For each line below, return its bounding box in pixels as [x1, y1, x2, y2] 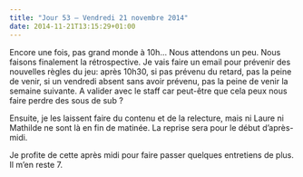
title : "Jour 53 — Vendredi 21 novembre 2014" [9, 13, 189, 23]
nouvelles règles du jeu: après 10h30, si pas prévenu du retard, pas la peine [9, 65, 292, 77]
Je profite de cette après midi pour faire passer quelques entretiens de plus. [9, 149, 295, 160]
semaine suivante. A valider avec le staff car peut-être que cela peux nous [9, 85, 288, 96]
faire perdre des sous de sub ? [9, 94, 124, 105]
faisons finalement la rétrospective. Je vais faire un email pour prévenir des [9, 56, 291, 67]
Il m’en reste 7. [9, 159, 64, 170]
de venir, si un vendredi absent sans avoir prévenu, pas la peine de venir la [9, 75, 288, 86]
